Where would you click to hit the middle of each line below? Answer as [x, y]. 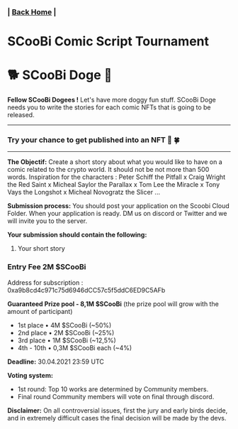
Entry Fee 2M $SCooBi [47, 267]
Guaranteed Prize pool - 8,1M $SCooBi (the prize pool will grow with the [113, 304]
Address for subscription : [45, 282]
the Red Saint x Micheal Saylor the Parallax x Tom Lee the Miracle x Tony [114, 185]
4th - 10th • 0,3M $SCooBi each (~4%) [75, 347]
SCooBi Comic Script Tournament [108, 42]
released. [21, 115]
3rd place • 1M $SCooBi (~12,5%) [67, 340]
